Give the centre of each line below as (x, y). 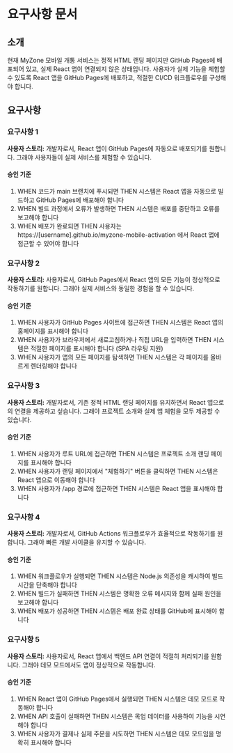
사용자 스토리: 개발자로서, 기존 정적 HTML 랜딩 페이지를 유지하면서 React (106, 402)
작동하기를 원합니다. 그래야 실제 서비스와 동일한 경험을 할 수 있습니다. (101, 288)
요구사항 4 (24, 517)
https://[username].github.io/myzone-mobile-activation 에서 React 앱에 (119, 235)
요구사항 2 (24, 263)
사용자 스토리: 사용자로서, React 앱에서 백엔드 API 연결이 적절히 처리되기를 (109, 656)
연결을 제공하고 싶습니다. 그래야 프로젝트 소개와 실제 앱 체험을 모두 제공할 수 (117, 411)
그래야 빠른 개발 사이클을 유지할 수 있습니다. (87, 542)
